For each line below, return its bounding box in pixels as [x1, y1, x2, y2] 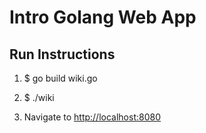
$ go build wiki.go [23, 72, 98, 84]
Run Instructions [9, 46, 116, 63]
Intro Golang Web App [9, 6, 197, 29]
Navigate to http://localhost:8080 [23, 111, 161, 123]
